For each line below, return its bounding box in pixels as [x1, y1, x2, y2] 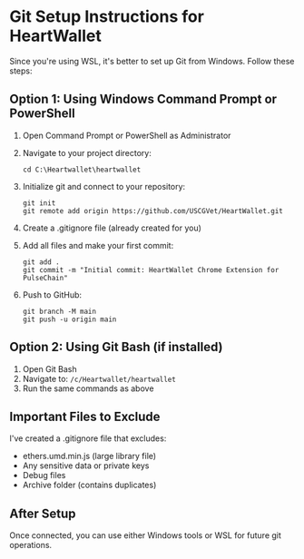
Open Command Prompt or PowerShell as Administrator [22, 130, 231, 141]
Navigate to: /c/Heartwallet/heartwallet [22, 373, 177, 384]
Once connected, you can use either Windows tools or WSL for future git [9, 530, 281, 541]
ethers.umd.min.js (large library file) [22, 451, 157, 462]
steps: [9, 65, 33, 76]
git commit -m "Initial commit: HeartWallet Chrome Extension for [22, 265, 279, 274]
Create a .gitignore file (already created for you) [22, 222, 202, 233]
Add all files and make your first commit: [22, 240, 174, 250]
